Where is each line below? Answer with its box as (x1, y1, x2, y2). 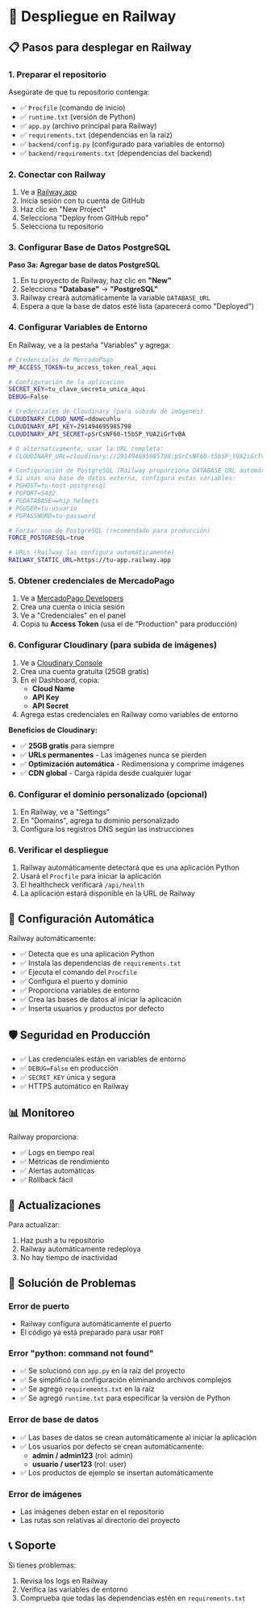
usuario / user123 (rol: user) (31, 1459, 127, 1469)
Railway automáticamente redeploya (19, 1244, 141, 1254)
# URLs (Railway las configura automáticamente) (8, 549, 175, 557)
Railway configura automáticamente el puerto (19, 1319, 172, 1329)
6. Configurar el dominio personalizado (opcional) (8, 788, 208, 799)
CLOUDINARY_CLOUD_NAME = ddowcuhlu (8, 415, 121, 424)
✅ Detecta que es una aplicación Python (19, 949, 155, 959)
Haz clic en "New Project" (19, 205, 107, 214)
